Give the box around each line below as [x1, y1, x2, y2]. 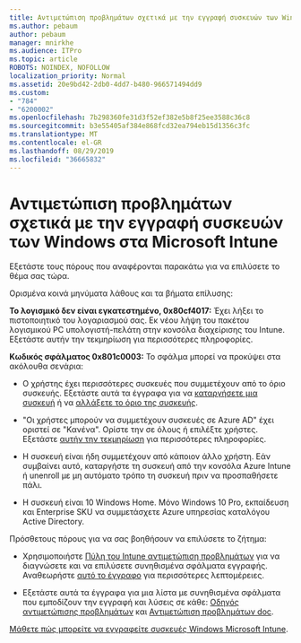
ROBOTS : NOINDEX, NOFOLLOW [9, 64, 110, 73]
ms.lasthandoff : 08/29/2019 [9, 146, 115, 155]
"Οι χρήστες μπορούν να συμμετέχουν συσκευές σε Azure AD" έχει [21, 414, 275, 426]
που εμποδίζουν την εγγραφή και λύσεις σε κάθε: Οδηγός [21, 597, 239, 608]
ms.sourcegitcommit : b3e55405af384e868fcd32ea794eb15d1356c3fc [9, 122, 251, 131]
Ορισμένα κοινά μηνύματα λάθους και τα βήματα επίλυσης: [9, 288, 234, 299]
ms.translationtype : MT [9, 130, 99, 139]
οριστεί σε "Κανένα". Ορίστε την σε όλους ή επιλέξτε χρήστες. [21, 424, 258, 435]
